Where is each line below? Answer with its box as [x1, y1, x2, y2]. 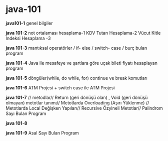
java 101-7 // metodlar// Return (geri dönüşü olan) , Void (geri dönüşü [5, 94, 148, 100]
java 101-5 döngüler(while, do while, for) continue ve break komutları [5, 75, 148, 81]
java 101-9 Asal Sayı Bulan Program [5, 129, 79, 136]
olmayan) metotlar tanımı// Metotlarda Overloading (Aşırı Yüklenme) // [5, 99, 149, 106]
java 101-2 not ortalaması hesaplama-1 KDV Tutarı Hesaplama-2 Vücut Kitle [5, 30, 161, 36]
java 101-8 [5, 120, 27, 126]
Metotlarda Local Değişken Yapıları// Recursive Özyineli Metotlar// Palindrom [5, 105, 163, 111]
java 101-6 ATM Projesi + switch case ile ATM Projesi [5, 84, 115, 91]
